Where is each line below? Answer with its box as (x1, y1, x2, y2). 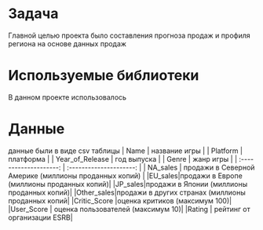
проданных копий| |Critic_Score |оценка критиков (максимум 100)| (8, 195, 232, 205)
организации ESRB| (8, 213, 73, 222)
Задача (8, 5, 59, 23)
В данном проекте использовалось (8, 92, 127, 102)
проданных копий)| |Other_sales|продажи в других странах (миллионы (8, 188, 246, 197)
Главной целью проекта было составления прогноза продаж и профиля (8, 31, 250, 40)
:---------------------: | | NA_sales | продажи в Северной (66, 162, 255, 172)
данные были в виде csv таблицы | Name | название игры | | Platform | (8, 146, 243, 155)
